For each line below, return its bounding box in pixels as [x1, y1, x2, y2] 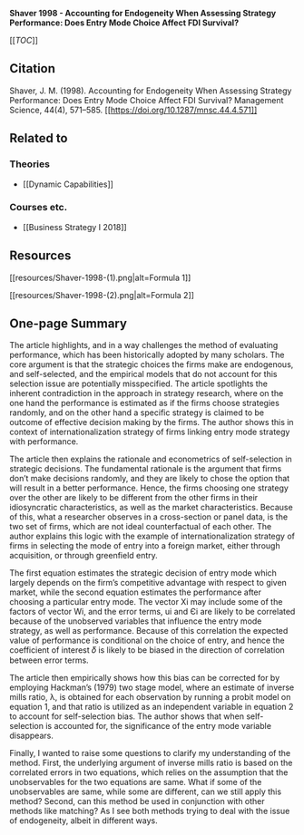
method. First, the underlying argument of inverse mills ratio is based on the [9, 757, 293, 769]
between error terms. [9, 655, 89, 665]
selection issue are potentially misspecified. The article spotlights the [9, 378, 268, 389]
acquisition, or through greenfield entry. [9, 550, 159, 561]
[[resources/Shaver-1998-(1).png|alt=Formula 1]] [9, 272, 191, 283]
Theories [9, 158, 50, 170]
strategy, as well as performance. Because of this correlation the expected [9, 626, 289, 636]
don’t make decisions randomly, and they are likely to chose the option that [9, 473, 290, 484]
